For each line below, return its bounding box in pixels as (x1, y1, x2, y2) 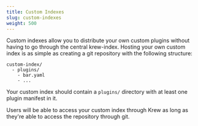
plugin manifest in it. (6, 95, 58, 102)
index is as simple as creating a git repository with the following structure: (6, 50, 193, 57)
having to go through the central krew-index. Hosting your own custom (6, 43, 186, 51)
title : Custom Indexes (6, 9, 64, 15)
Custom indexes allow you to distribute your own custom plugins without (6, 37, 190, 44)
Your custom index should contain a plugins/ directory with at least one (6, 88, 188, 96)
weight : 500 (6, 20, 37, 26)
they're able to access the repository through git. (6, 113, 130, 121)
